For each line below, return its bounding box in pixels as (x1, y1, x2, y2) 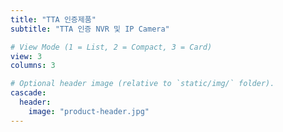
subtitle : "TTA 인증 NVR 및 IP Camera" (10, 24, 170, 34)
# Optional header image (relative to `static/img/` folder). (10, 79, 275, 89)
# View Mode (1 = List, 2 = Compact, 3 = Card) (10, 42, 213, 52)
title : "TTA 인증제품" (10, 14, 97, 25)
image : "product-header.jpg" (28, 106, 150, 116)
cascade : (10, 88, 47, 98)
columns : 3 (10, 61, 56, 71)
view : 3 (10, 51, 43, 61)
